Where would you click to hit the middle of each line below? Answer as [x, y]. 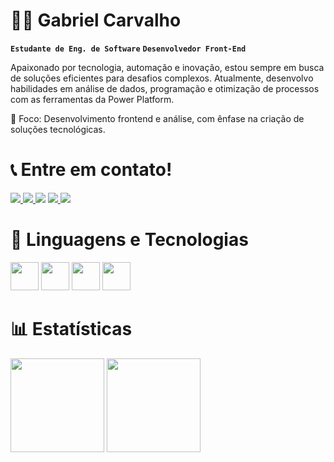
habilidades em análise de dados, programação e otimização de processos [165, 88]
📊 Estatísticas [71, 329]
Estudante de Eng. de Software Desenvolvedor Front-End [128, 49]
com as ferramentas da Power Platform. [92, 99]
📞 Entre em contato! [91, 170]
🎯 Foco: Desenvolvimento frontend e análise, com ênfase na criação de [157, 118]
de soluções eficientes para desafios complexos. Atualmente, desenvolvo [162, 78]
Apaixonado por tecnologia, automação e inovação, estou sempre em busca [167, 67]
